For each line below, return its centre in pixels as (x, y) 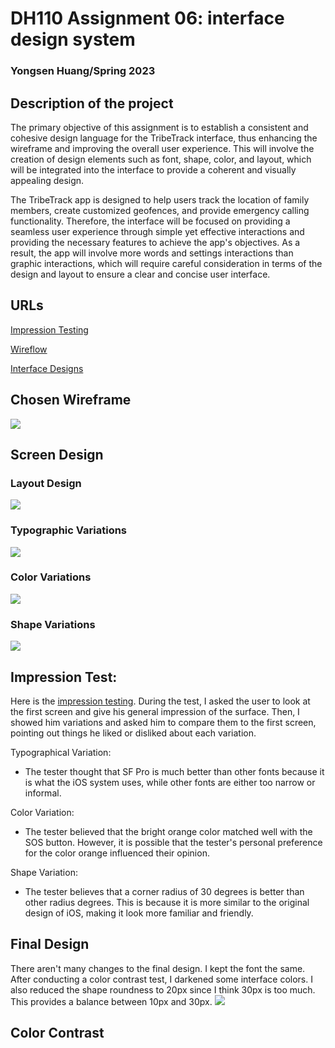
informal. (43, 793)
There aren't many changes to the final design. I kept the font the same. (158, 968)
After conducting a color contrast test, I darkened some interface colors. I (161, 979)
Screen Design (57, 454)
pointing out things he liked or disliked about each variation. (133, 733)
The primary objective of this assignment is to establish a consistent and (159, 127)
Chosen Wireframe (71, 400)
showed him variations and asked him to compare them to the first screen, (163, 722)
